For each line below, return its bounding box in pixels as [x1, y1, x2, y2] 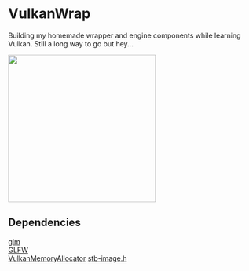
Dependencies [8, 216, 81, 229]
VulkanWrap [8, 5, 91, 23]
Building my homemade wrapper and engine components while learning [8, 31, 241, 40]
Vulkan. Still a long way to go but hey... [8, 38, 134, 48]
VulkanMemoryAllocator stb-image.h [8, 253, 127, 263]
